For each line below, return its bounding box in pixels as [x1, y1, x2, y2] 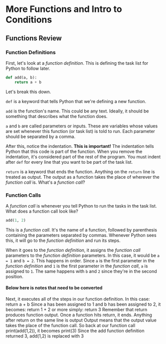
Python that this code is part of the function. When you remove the [5, 148, 143, 154]
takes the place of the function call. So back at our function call [5, 323, 136, 328]
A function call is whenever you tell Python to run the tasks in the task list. [5, 203, 157, 209]
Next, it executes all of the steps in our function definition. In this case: [5, 296, 150, 302]
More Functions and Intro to [5, 3, 122, 15]
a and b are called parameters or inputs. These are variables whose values [5, 123, 158, 129]
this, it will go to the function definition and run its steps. [5, 237, 121, 243]
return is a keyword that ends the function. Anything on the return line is [5, 168, 155, 175]
